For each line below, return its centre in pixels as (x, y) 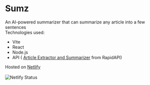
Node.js (20, 52)
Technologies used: (25, 32)
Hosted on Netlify (23, 67)
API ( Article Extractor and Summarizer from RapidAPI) (67, 57)
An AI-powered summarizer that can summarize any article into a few (75, 22)
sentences (16, 27)
